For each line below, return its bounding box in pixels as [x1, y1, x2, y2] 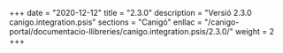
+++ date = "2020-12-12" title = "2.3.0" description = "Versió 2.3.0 [9, 8, 252, 18]
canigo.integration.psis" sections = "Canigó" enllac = [9, 17, 203, 27]
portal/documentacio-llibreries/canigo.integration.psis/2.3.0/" [9, 26, 234, 36]
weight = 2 [235, 26, 274, 36]
